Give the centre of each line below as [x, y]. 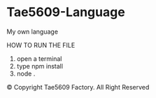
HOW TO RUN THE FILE [41, 45]
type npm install [40, 66]
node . [26, 73]
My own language [33, 31]
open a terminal [39, 58]
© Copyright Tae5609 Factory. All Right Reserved [78, 87]
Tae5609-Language [66, 12]
